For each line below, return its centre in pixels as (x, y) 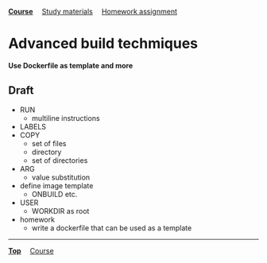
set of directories (60, 160)
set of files (49, 143)
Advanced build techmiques (103, 44)
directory (46, 152)
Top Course (31, 250)
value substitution (61, 177)
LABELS (33, 126)
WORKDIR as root (60, 211)
